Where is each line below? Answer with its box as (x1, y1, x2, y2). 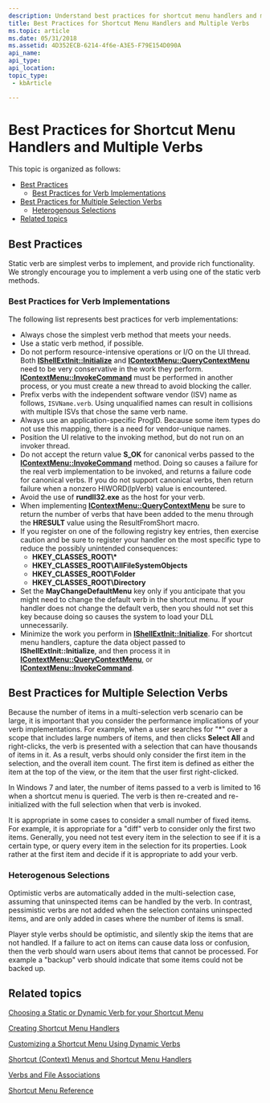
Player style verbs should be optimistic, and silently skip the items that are (8, 929, 254, 939)
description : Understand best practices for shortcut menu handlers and (8, 11, 257, 20)
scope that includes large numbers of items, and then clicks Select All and (8, 733, 256, 743)
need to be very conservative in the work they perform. (19, 363, 203, 374)
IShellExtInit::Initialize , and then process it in (19, 646, 170, 655)
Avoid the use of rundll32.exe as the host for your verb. (19, 492, 206, 502)
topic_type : (8, 72, 48, 80)
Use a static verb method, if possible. (19, 338, 145, 348)
